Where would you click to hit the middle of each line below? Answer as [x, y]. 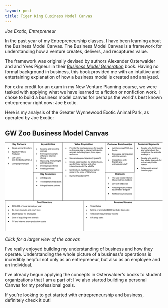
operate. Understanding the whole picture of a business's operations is [78, 254]
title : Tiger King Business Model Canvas [49, 16]
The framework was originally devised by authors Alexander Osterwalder [80, 61]
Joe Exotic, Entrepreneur [31, 31]
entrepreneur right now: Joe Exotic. [42, 102]
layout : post [19, 11]
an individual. [19, 265]
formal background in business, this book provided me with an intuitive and [82, 71]
